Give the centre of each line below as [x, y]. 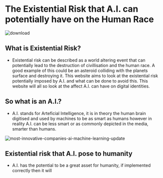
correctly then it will [32, 171]
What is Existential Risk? [43, 48]
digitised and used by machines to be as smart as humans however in [82, 118]
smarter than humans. [34, 129]
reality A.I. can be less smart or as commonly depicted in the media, [80, 124]
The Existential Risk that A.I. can [72, 9]
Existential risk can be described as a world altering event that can [79, 60]
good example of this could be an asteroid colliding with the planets [80, 70]
